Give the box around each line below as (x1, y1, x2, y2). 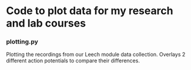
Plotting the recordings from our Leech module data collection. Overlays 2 (6, 51, 186, 58)
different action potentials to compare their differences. (6, 57, 140, 64)
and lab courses (6, 16, 86, 30)
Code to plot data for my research (6, 4, 173, 18)
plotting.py (6, 38, 38, 46)
